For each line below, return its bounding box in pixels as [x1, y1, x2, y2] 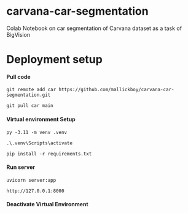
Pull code [6, 73, 31, 80]
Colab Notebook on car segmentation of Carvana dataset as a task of [6, 24, 182, 32]
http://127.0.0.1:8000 [6, 188, 65, 194]
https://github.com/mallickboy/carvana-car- [58, 87, 174, 93]
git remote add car [6, 87, 57, 93]
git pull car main [6, 103, 53, 109]
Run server [6, 163, 36, 171]
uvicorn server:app [6, 177, 57, 183]
